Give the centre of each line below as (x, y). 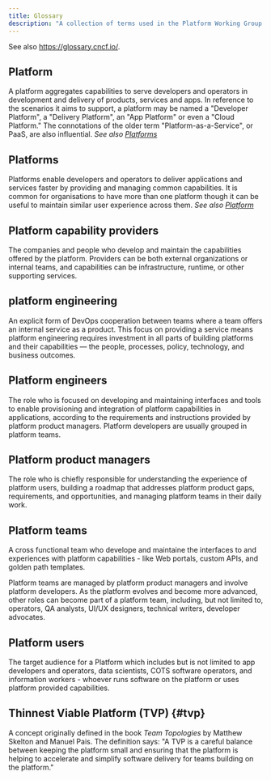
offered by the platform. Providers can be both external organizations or (128, 258)
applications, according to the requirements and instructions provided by (129, 417)
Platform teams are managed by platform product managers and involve (128, 583)
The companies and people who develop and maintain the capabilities (125, 250)
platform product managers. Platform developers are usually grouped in (128, 426)
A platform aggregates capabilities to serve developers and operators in (128, 91)
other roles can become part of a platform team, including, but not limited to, (136, 600)
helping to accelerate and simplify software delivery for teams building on (131, 758)
